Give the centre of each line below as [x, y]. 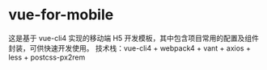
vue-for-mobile [61, 15]
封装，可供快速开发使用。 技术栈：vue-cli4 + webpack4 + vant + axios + [129, 48]
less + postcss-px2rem [47, 57]
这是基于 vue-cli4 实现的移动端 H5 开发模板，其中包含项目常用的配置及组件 [134, 38]
